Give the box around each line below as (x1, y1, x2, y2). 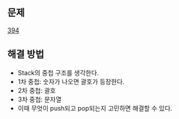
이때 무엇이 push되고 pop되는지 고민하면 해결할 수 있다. (17, 103, 173, 112)
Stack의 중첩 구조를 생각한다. (17, 68, 99, 76)
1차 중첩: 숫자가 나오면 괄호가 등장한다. (17, 77, 125, 86)
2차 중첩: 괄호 (17, 86, 56, 94)
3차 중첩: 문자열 (17, 95, 62, 103)
